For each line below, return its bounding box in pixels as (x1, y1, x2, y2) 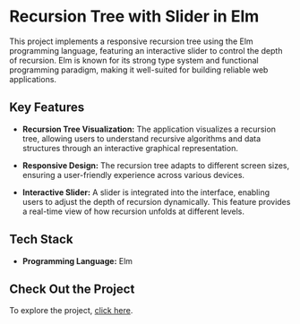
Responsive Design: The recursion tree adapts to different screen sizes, (21, 159, 290, 171)
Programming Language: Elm (21, 255, 133, 266)
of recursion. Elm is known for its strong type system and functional (9, 55, 260, 65)
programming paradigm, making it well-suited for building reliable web (9, 64, 269, 75)
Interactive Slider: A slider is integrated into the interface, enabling (21, 186, 270, 198)
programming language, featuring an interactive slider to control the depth (9, 45, 283, 55)
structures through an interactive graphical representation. (21, 142, 239, 153)
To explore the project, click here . (9, 305, 133, 316)
